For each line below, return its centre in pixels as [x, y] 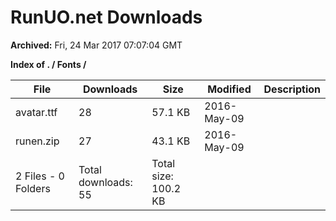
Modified [229, 89]
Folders [33, 188]
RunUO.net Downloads [106, 17]
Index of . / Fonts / [48, 64]
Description [292, 89]
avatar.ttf [36, 112]
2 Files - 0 [40, 176]
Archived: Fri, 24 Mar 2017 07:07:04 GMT [96, 45]
